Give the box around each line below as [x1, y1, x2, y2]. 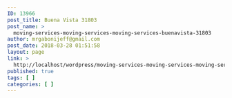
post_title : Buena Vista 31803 [7, 17, 97, 23]
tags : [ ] [7, 74, 36, 81]
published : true [7, 68, 54, 75]
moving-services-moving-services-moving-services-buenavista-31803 [13, 29, 212, 37]
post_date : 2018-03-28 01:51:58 [7, 42, 100, 49]
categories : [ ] [7, 81, 54, 88]
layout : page [7, 49, 45, 56]
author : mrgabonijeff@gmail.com [7, 36, 100, 43]
